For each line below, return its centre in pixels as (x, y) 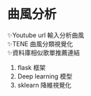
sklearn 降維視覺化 (44, 85)
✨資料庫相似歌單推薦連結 (44, 53)
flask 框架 (31, 67)
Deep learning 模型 (45, 76)
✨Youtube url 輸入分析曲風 (46, 35)
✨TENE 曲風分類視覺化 (40, 43)
